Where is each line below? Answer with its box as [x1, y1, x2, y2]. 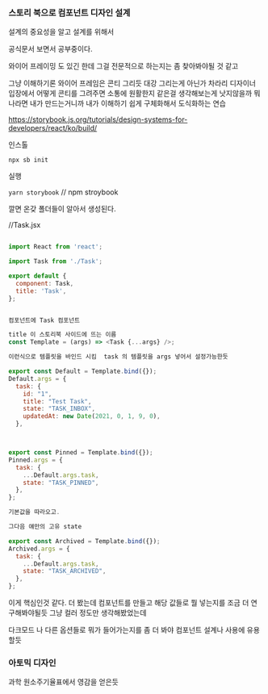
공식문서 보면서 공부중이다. [8, 44, 93, 54]
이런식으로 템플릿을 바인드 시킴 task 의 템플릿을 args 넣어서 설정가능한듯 [8, 353, 228, 361]
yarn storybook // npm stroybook [8, 187, 119, 197]
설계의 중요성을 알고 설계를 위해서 [8, 27, 115, 37]
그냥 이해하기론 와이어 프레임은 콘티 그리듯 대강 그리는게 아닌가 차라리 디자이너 [8, 78, 257, 88]
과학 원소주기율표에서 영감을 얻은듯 [8, 677, 119, 687]
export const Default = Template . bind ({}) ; [8, 367, 157, 376]
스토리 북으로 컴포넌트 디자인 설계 [8, 6, 131, 18]
